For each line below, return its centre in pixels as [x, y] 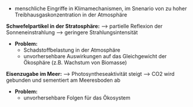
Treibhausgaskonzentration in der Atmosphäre [71, 15]
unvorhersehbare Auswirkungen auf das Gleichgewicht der [95, 56]
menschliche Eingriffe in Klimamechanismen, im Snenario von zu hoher [101, 9]
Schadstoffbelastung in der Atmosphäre [72, 50]
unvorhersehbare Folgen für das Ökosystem [77, 98]
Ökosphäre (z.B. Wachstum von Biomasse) [75, 62]
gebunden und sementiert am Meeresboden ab [63, 80]
